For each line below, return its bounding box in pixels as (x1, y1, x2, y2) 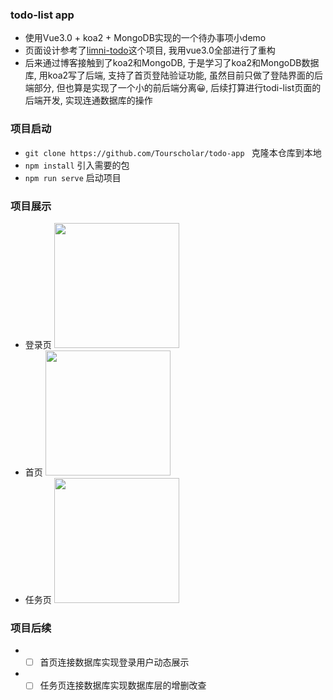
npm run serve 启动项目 (24, 171, 122, 183)
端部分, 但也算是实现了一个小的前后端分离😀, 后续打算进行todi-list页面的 (24, 82, 322, 94)
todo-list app (10, 8, 75, 22)
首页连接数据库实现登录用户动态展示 (39, 656, 190, 668)
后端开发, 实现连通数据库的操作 (24, 94, 153, 107)
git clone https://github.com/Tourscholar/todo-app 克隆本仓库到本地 (24, 146, 322, 158)
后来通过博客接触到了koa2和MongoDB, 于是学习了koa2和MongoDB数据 (24, 57, 320, 69)
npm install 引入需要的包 (24, 159, 130, 171)
